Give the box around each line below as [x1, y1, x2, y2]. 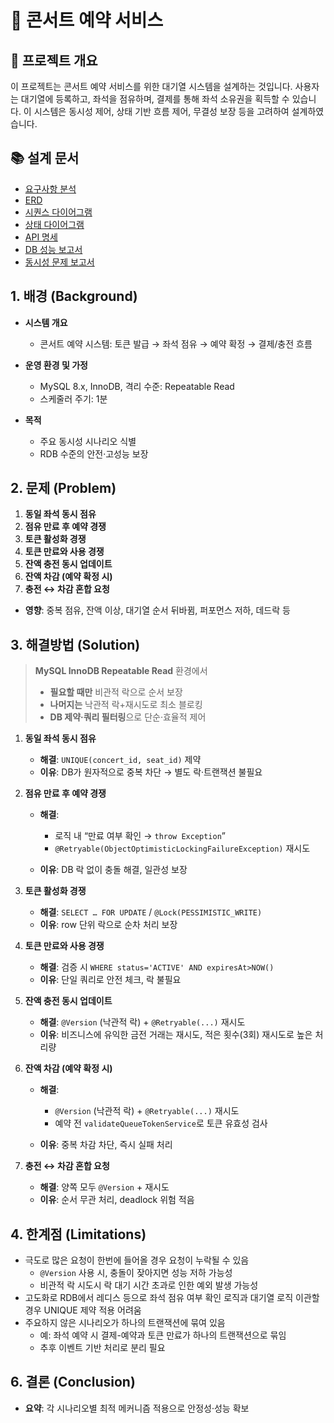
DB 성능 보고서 [24, 243, 83, 255]
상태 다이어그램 [24, 218, 85, 230]
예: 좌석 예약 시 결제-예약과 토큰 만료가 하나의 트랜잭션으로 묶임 [39, 1329, 287, 1341]
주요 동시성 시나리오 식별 [39, 435, 137, 447]
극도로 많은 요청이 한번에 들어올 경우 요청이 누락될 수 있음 [24, 1254, 250, 1266]
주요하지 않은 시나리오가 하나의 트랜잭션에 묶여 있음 [24, 1317, 226, 1329]
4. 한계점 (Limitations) [10, 1226, 147, 1243]
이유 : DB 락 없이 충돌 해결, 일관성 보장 [39, 864, 188, 876]
